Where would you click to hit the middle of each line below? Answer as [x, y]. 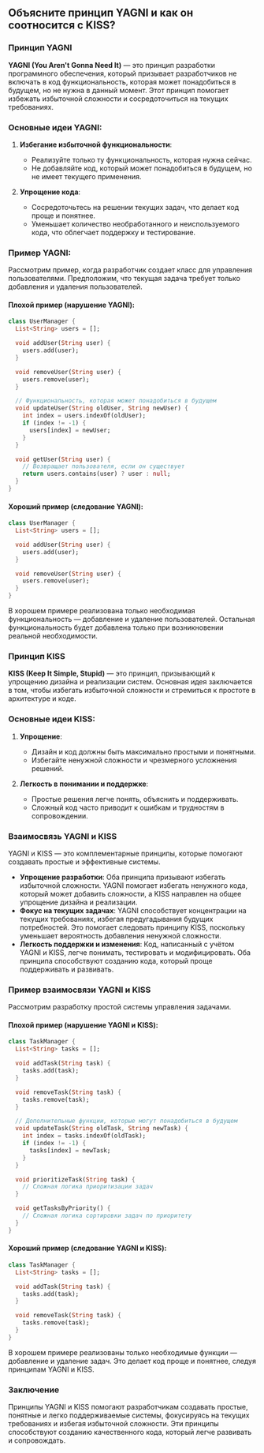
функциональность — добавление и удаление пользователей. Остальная [132, 620]
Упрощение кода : [50, 192]
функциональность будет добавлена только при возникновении [116, 627]
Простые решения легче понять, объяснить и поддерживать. [135, 799]
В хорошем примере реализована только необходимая [102, 611]
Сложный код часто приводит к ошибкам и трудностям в [128, 807]
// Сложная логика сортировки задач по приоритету [107, 1216]
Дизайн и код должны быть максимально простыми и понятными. [143, 751]
